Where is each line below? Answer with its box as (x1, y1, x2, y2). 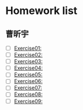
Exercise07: (13, 84, 42, 91)
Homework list (5, 4, 78, 18)
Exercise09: (13, 98, 43, 105)
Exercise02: (13, 51, 43, 59)
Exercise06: (13, 78, 43, 85)
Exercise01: (13, 45, 42, 51)
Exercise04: (13, 64, 43, 71)
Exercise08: (13, 91, 43, 98)
